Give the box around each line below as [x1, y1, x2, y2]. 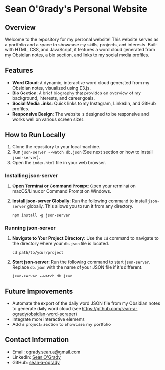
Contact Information [5, 335, 69, 344]
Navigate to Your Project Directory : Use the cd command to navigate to [12, 235, 159, 241]
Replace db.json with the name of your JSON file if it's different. [12, 264, 143, 270]
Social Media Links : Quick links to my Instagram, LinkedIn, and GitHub [12, 100, 156, 106]
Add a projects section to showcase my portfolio [12, 322, 111, 327]
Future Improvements [5, 287, 73, 295]
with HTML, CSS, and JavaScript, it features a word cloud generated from [5, 47, 155, 52]
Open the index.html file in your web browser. [12, 159, 106, 165]
